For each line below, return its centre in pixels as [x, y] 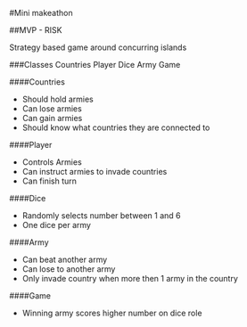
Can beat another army [65, 259]
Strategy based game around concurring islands [98, 47]
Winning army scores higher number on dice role [112, 313]
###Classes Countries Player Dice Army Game [95, 65]
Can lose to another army [69, 269]
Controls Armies [52, 162]
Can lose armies [52, 109]
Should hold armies [58, 99]
